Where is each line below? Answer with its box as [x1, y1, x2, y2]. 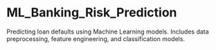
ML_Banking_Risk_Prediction [6, 5, 177, 21]
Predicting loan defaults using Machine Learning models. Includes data [6, 27, 209, 36]
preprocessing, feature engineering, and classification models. [6, 34, 185, 42]
